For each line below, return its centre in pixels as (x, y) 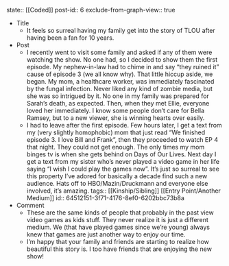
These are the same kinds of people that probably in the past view (120, 213)
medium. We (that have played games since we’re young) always (118, 227)
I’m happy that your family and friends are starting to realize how (118, 242)
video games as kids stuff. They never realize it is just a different (117, 220)
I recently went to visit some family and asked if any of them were (119, 52)
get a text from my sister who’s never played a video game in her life (123, 161)
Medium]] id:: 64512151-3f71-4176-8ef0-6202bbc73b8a (105, 198)
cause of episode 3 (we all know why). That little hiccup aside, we (120, 74)
